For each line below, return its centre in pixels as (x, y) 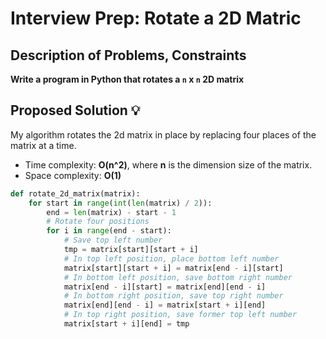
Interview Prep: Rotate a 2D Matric (156, 18)
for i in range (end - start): (109, 231)
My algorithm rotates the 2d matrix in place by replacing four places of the (163, 134)
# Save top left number (113, 240)
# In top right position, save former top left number (180, 315)
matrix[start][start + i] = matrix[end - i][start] (173, 268)
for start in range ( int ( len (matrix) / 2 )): (120, 203)
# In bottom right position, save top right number (173, 296)
